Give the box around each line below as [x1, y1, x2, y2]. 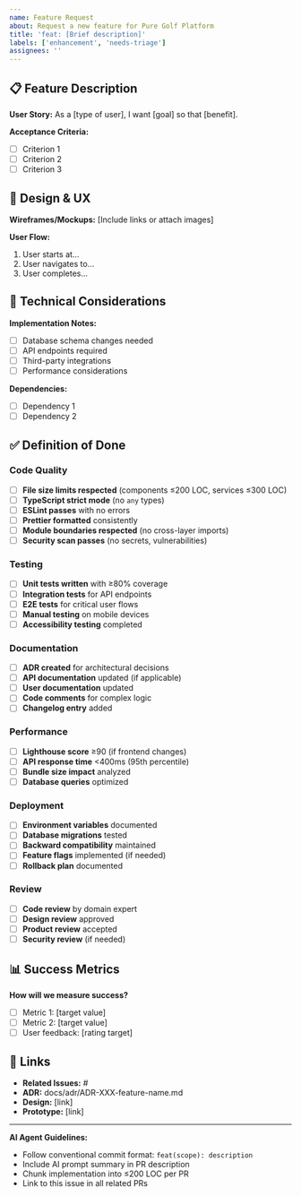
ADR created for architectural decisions [21, 662, 169, 673]
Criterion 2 [21, 154, 63, 164]
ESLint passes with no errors [21, 504, 131, 515]
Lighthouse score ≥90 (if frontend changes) [21, 745, 187, 757]
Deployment [9, 799, 64, 812]
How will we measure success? [9, 989, 128, 1000]
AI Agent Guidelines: [9, 1131, 88, 1142]
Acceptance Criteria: [9, 126, 90, 137]
